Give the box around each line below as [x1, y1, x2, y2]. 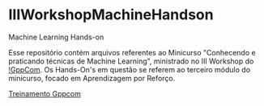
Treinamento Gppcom [8, 88, 81, 98]
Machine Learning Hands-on [8, 32, 104, 42]
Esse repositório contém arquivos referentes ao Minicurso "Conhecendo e [8, 47, 257, 57]
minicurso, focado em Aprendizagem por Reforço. [8, 73, 176, 83]
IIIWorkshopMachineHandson [8, 6, 214, 24]
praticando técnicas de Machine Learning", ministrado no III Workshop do [8, 56, 254, 66]
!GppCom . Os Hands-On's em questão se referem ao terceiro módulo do [8, 64, 251, 74]
